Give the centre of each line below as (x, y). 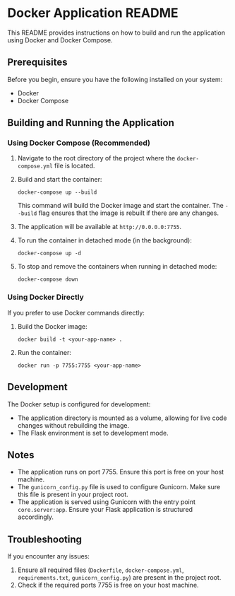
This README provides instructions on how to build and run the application (116, 33)
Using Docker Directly (46, 297)
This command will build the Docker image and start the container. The (120, 206)
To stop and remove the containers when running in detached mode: (117, 267)
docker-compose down (48, 280)
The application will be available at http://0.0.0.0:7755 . (100, 227)
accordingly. (36, 517)
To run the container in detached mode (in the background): (104, 240)
